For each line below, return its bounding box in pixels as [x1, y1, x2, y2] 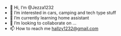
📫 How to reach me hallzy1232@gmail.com [9, 26, 98, 31]
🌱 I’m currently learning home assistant [9, 15, 90, 20]
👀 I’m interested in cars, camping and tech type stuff [9, 10, 117, 16]
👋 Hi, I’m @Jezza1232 [9, 5, 54, 10]
